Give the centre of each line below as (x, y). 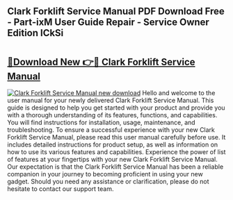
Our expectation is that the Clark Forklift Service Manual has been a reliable (115, 167)
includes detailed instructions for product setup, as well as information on (113, 144)
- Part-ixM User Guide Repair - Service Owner (109, 23)
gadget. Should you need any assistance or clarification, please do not (109, 181)
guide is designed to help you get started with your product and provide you (116, 108)
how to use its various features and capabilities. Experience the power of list (116, 152)
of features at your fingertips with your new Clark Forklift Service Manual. (112, 159)
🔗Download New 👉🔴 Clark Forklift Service (102, 62)
